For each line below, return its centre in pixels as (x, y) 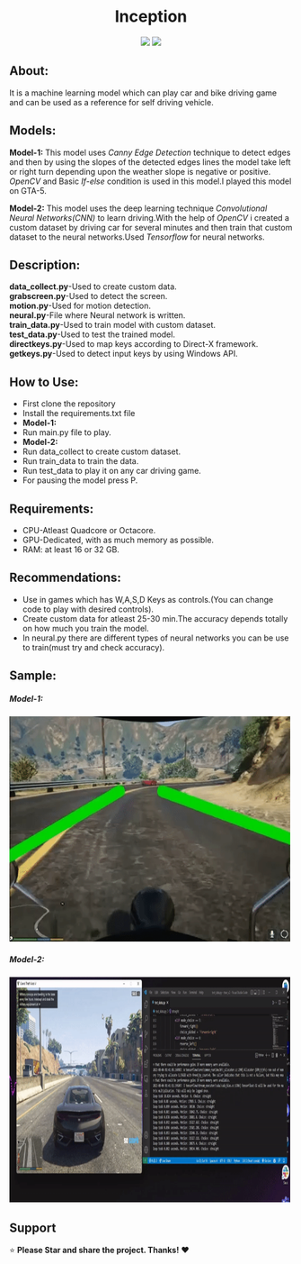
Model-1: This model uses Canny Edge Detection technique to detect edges (150, 152)
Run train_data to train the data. (80, 461)
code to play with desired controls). (88, 609)
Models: (33, 131)
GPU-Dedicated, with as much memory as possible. (118, 540)
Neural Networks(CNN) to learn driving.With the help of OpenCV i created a (150, 217)
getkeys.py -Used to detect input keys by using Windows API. (124, 354)
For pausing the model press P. (80, 480)
